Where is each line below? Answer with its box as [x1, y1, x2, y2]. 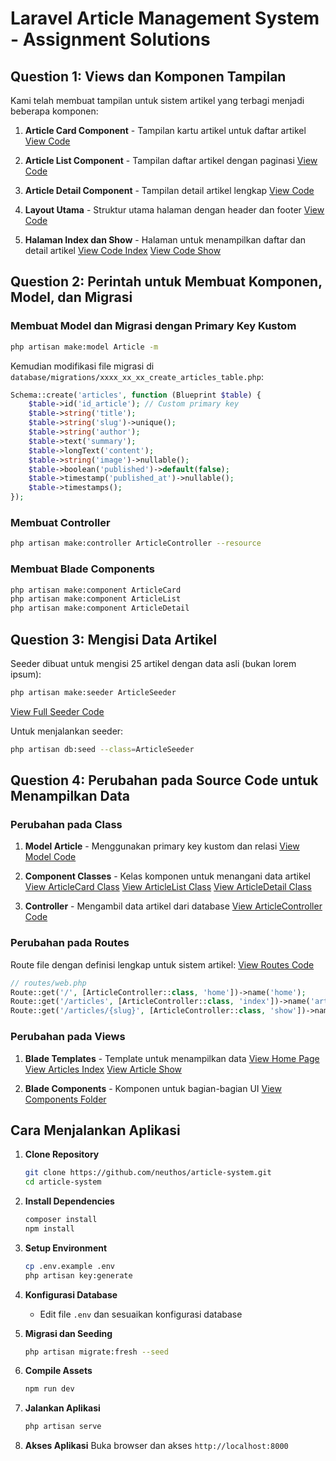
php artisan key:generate [24, 1270, 133, 1281]
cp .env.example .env [24, 1261, 115, 1271]
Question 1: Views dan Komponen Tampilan [10, 68, 287, 85]
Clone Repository [24, 1148, 100, 1161]
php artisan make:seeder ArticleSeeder [10, 687, 177, 697]
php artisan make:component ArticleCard [10, 585, 182, 595]
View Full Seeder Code [10, 705, 105, 717]
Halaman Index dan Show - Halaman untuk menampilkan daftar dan [24, 234, 307, 246]
